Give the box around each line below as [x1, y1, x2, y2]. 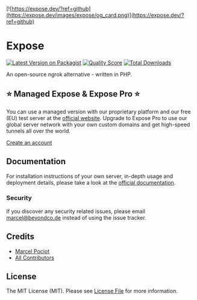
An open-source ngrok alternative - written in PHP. [6, 71, 133, 78]
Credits [6, 232, 35, 242]
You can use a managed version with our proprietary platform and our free [6, 108, 191, 115]
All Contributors [14, 254, 54, 261]
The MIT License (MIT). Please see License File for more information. [6, 287, 178, 295]
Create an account [6, 139, 52, 146]
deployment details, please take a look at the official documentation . [6, 179, 176, 186]
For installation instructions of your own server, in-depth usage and [6, 172, 174, 180]
